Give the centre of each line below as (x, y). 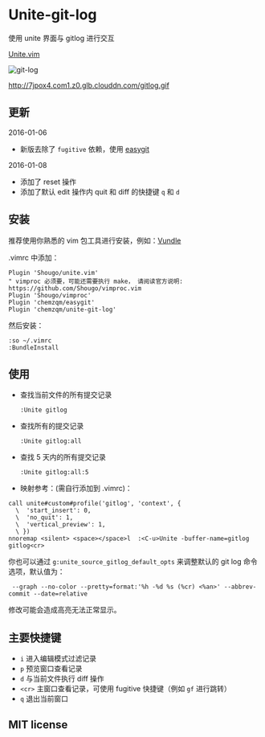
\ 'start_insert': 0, (53, 511)
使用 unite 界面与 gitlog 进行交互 (61, 38)
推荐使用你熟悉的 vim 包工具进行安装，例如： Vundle (95, 240)
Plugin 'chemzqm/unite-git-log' (62, 309)
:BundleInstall (34, 347)
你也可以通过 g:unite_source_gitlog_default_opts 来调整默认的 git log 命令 (133, 562)
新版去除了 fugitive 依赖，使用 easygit (85, 149)
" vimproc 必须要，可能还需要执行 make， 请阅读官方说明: (96, 281)
